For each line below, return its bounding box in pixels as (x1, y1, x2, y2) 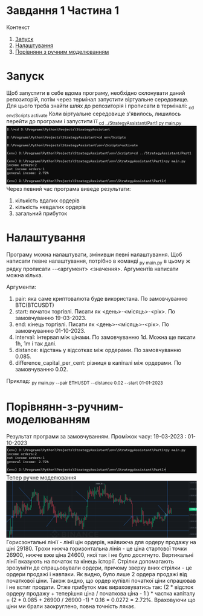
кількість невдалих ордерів (14, 204, 86, 211)
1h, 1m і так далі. (14, 340, 57, 347)
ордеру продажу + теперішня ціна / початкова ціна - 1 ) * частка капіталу (6, 590, 196, 597)
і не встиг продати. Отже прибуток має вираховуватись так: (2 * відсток (6, 583, 194, 591)
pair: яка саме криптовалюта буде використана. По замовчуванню (14, 295, 188, 303)
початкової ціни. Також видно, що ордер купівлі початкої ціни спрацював (6, 577, 196, 585)
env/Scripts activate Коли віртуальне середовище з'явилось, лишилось (6, 110, 181, 118)
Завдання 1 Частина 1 (6, 4, 120, 18)
